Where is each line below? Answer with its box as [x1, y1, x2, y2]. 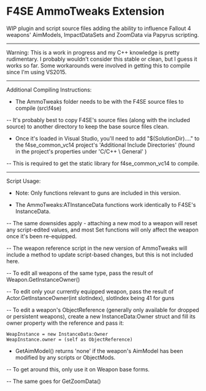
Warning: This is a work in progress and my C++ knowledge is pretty [6, 48, 180, 56]
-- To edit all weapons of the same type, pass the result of [6, 269, 153, 277]
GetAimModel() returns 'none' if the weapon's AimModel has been [15, 347, 183, 354]
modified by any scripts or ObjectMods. [15, 354, 116, 361]
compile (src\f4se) [15, 104, 62, 112]
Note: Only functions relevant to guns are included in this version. [15, 189, 181, 196]
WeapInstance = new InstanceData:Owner [6, 331, 109, 337]
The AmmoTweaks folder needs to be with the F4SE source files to [15, 98, 184, 105]
